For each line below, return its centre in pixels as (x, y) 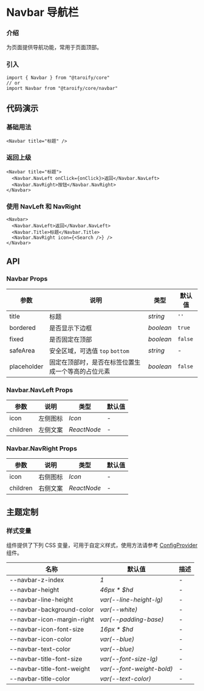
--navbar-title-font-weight (49, 669)
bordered (23, 328)
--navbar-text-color (40, 649)
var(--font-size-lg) (129, 659)
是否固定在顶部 (71, 339)
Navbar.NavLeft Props (40, 390)
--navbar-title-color (40, 679)
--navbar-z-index (37, 580)
